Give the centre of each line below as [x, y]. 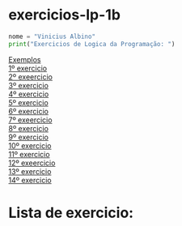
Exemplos [25, 59]
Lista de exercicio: [71, 213]
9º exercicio [28, 137]
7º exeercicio [30, 120]
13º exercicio [30, 171]
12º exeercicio [32, 163]
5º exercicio [28, 102]
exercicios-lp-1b [65, 15]
